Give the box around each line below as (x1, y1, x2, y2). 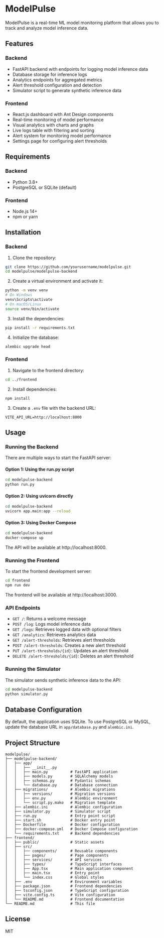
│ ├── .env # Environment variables (5, 879, 122, 884)
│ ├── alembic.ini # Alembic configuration (5, 804, 122, 810)
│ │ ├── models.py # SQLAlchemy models (5, 774, 113, 779)
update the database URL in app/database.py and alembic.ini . (5, 724, 134, 730)
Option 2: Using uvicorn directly (5, 493, 74, 499)
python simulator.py (5, 691, 49, 696)
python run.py (5, 482, 35, 487)
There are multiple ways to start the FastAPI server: (5, 455, 111, 461)
